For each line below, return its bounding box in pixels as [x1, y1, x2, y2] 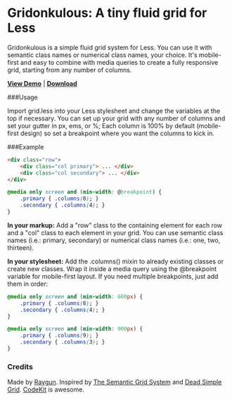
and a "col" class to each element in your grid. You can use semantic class [7, 228, 224, 237]
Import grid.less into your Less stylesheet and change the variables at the [7, 106, 221, 115]
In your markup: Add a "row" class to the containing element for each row [7, 220, 223, 230]
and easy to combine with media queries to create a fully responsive [20, 58, 219, 66]
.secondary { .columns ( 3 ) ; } [20, 339, 105, 346]
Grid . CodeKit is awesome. [7, 385, 84, 394]
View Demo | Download [7, 79, 77, 87]
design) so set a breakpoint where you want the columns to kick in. [20, 129, 214, 137]
